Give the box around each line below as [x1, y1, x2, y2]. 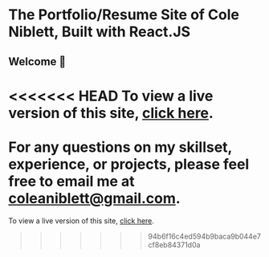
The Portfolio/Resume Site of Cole [8, 6, 239, 24]
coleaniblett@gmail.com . [8, 189, 181, 207]
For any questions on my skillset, [8, 138, 233, 156]
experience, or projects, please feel [8, 155, 250, 173]
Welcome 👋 [8, 55, 67, 68]
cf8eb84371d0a [148, 239, 201, 250]
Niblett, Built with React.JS [8, 22, 191, 41]
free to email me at [8, 172, 135, 190]
